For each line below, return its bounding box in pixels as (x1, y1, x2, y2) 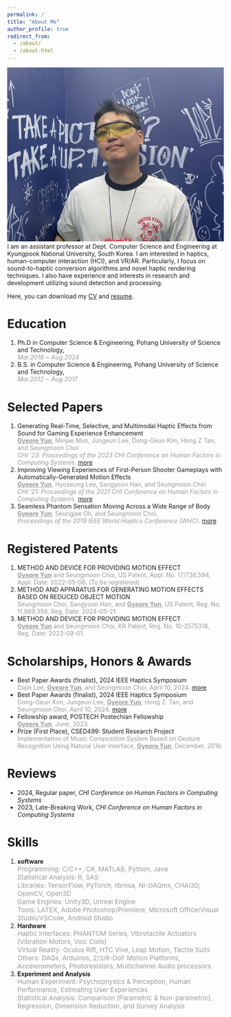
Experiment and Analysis (16, 970, 91, 979)
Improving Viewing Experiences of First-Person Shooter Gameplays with (16, 466, 222, 474)
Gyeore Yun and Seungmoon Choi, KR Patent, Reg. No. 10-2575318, (16, 622, 210, 630)
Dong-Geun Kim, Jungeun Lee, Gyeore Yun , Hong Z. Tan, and (16, 698, 194, 706)
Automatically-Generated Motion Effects (16, 473, 131, 481)
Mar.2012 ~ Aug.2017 (16, 375, 78, 383)
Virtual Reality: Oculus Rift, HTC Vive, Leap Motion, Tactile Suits (16, 946, 211, 954)
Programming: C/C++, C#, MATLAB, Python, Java (16, 864, 168, 874)
